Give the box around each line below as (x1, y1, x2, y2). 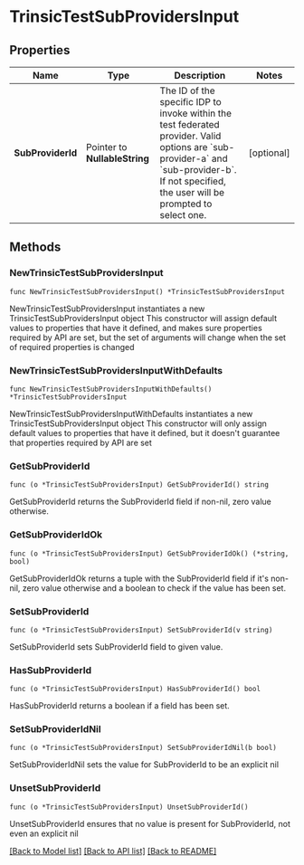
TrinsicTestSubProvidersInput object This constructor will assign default (9, 312, 278, 323)
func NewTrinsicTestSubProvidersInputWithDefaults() (9, 385, 213, 394)
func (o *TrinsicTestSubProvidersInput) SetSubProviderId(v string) (9, 625, 273, 634)
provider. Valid (159, 129, 222, 142)
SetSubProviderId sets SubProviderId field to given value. (9, 641, 223, 652)
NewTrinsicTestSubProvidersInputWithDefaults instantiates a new (9, 408, 253, 419)
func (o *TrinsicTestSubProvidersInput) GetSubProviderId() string (9, 480, 270, 490)
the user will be (159, 186, 224, 198)
